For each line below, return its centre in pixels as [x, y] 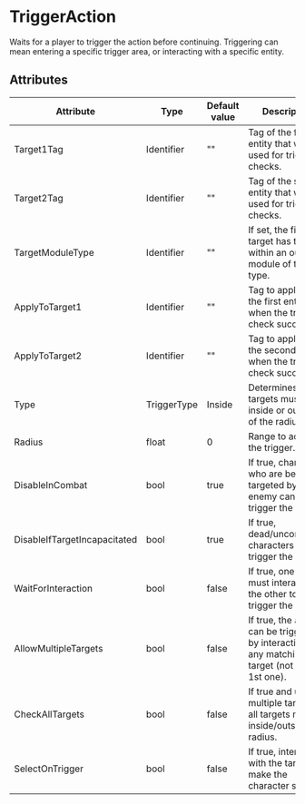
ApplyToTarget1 [48, 307]
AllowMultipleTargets [59, 648]
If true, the [270, 620]
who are [266, 474]
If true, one [271, 571]
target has [270, 240]
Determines [273, 387]
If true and [270, 691]
